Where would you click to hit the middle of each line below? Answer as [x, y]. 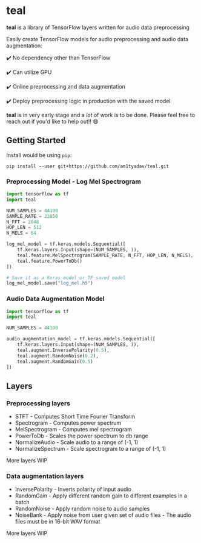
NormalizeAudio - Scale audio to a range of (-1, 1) [77, 442]
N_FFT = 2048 [23, 222]
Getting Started [36, 140]
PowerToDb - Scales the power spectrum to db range [81, 436]
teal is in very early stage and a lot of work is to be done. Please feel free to [101, 115]
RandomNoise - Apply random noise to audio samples [82, 509]
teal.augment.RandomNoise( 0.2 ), [58, 356]
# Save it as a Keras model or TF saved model [66, 278]
